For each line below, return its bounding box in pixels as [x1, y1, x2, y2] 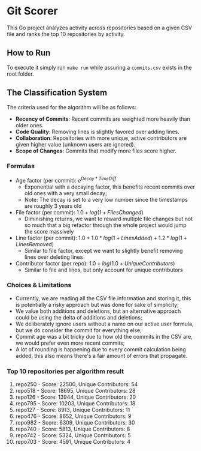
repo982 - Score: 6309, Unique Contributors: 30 [15, 419, 135, 426]
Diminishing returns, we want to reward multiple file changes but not [24, 215, 193, 222]
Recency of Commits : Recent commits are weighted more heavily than [15, 115, 191, 123]
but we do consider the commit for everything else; [15, 326, 142, 334]
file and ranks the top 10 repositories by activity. [7, 30, 125, 37]
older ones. [15, 121, 44, 129]
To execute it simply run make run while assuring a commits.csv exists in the [7, 64, 192, 71]
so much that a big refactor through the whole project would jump [24, 221, 187, 229]
